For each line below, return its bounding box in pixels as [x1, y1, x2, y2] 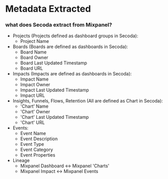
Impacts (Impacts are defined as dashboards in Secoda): [12, 71, 132, 77]
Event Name [20, 131, 46, 137]
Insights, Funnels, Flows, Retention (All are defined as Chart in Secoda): [12, 98, 163, 104]
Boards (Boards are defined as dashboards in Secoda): [12, 44, 128, 50]
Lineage [12, 158, 30, 164]
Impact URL [20, 92, 45, 98]
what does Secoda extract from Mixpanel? [5, 21, 113, 29]
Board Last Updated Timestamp [20, 60, 88, 66]
